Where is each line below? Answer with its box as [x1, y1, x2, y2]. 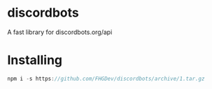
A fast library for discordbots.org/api [7, 28, 113, 36]
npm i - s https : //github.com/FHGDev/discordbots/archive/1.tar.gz [7, 75, 205, 82]
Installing [7, 52, 63, 68]
